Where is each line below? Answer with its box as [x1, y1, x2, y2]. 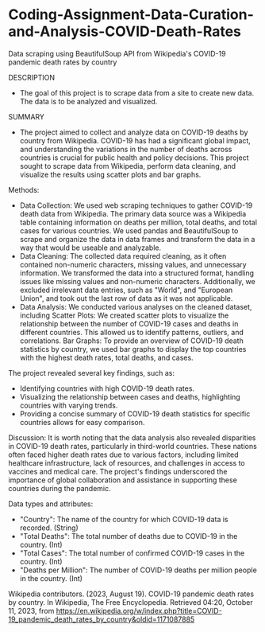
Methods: [8, 185, 40, 194]
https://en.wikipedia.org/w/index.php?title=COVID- [56, 606, 222, 615]
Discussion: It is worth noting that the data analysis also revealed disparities [8, 432, 256, 443]
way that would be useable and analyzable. [19, 243, 162, 252]
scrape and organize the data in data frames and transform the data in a [19, 234, 255, 244]
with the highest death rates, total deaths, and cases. [19, 353, 194, 362]
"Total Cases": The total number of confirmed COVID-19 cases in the [19, 548, 245, 558]
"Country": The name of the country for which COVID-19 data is [19, 514, 229, 524]
